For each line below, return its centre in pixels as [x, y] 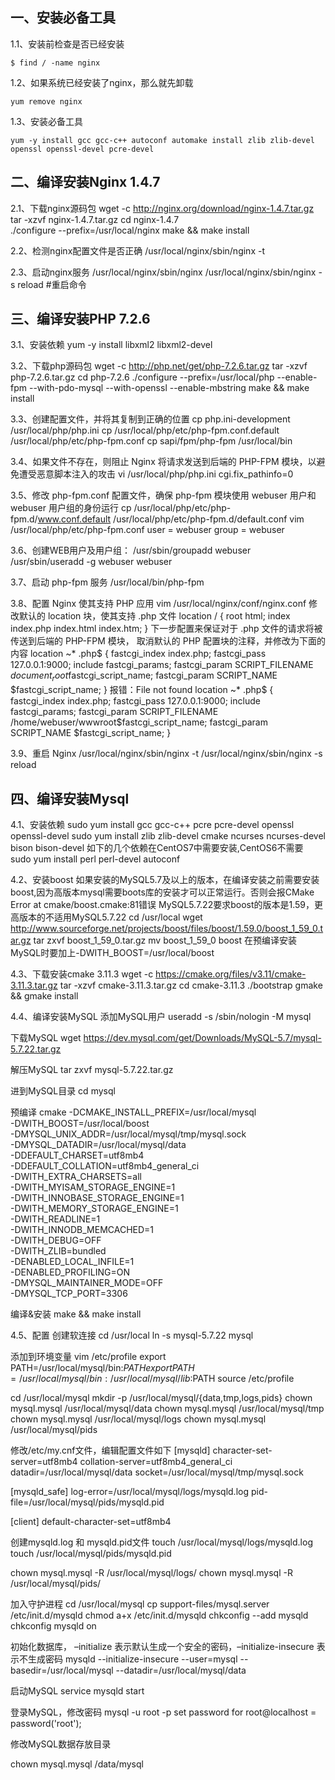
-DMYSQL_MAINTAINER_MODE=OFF [87, 1283]
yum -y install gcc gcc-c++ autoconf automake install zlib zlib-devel [162, 140]
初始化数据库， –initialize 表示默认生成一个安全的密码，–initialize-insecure [162, 1647]
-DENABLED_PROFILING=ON [70, 1272]
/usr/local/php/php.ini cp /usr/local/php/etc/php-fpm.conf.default [145, 430]
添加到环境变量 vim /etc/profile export [88, 1357]
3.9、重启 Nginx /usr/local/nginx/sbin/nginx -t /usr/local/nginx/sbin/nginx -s [166, 754]
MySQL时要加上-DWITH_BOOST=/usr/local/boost [112, 953]
